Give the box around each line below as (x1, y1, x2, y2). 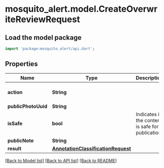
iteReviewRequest (5, 14, 81, 25)
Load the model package (5, 33, 82, 42)
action (7, 89, 23, 96)
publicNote (7, 137, 34, 144)
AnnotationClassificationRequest (52, 145, 131, 152)
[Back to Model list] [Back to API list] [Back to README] (5, 158, 117, 164)
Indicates (136, 111, 157, 118)
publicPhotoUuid (7, 103, 47, 110)
